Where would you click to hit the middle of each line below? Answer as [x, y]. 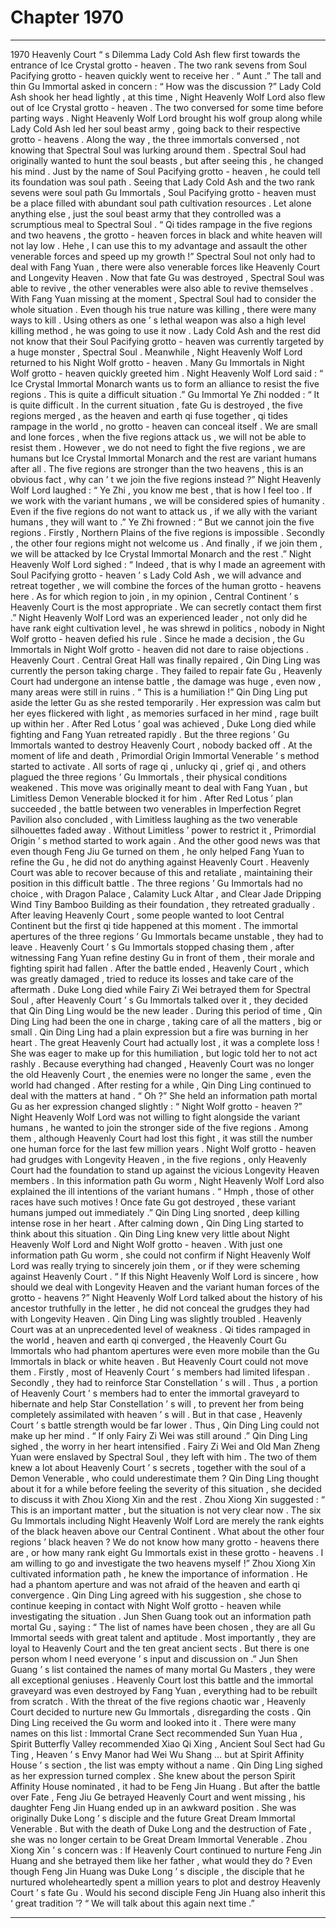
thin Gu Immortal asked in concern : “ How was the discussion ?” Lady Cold [166, 86]
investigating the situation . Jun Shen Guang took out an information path [161, 1616]
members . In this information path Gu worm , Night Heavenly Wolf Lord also [167, 1180]
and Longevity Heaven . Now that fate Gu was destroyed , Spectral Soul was [167, 277]
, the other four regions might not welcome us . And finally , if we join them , [166, 543]
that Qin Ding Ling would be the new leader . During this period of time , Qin [166, 1010]
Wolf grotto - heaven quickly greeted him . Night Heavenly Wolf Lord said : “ [167, 373]
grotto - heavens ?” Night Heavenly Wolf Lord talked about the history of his [166, 1297]
